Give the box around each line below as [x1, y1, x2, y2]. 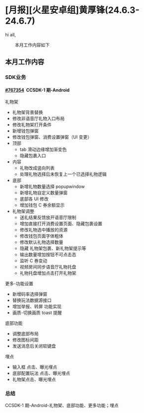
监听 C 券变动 [19, 258, 48, 264]
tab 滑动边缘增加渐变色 [19, 146, 67, 152]
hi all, [5, 32, 16, 38]
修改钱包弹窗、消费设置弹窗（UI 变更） [12, 134, 92, 140]
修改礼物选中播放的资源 [19, 227, 68, 233]
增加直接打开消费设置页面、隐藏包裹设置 [19, 221, 102, 227]
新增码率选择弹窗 [12, 291, 48, 297]
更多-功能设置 [5, 280, 34, 287]
